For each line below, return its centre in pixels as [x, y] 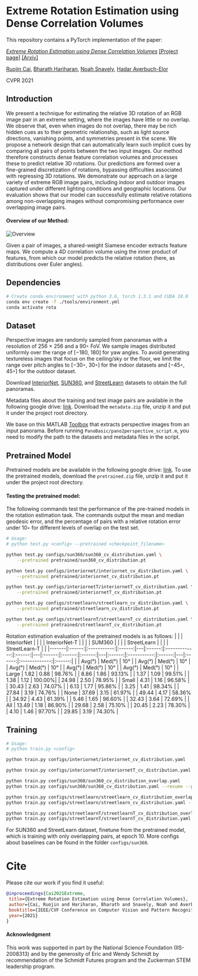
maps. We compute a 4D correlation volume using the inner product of [92, 252]
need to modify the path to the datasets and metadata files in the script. [93, 437]
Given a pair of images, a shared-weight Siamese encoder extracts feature [97, 245]
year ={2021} [23, 915]
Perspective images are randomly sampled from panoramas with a [87, 340]
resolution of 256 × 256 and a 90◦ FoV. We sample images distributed [91, 346]
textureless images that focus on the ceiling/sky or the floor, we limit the [94, 359]
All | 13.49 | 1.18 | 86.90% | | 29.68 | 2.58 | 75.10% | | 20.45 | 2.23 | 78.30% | [98, 705]
